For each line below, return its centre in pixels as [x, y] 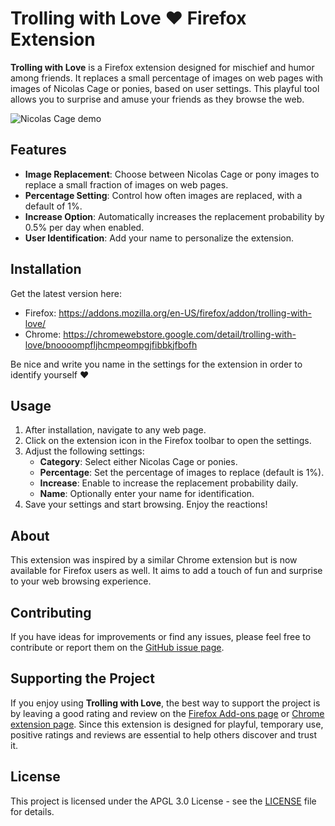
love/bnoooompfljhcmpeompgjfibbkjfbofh [111, 344]
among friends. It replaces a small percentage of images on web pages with [167, 78]
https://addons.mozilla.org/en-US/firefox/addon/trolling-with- [185, 313]
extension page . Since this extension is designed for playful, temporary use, [167, 724]
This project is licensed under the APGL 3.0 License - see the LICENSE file [163, 801]
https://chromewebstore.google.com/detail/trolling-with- [180, 334]
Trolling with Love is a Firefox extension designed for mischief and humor [162, 67]
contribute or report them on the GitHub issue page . [117, 647]
